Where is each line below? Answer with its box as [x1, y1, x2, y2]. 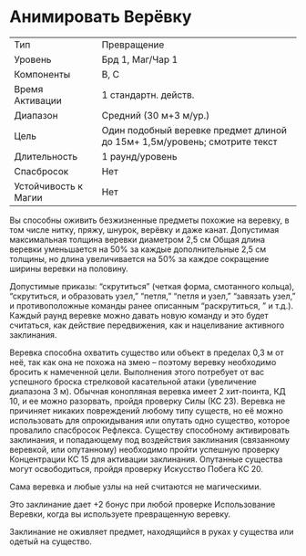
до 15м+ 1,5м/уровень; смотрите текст [101, 135, 278, 148]
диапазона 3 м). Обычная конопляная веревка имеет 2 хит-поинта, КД [9, 385, 287, 396]
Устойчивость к [14, 180, 84, 193]
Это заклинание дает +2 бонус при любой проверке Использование [9, 498, 276, 509]
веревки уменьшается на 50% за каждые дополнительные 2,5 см [9, 244, 267, 255]
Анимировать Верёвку [9, 6, 192, 27]
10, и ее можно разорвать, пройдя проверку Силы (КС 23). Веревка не [9, 395, 286, 406]
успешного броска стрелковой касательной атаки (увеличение [9, 376, 257, 387]
